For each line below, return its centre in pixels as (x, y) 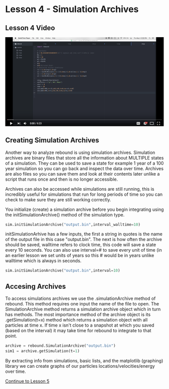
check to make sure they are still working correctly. (58, 199)
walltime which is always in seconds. (44, 261)
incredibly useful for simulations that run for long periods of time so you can (84, 194)
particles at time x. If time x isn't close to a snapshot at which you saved (80, 325)
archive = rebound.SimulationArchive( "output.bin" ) (60, 346)
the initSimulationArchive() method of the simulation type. (65, 214)
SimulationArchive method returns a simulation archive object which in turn (83, 309)
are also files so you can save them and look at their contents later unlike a (82, 174)
